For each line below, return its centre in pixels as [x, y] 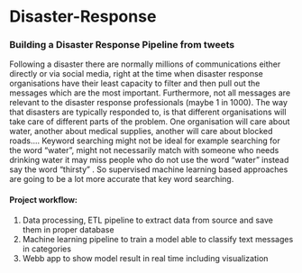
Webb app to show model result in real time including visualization [145, 258]
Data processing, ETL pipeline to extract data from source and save [147, 220]
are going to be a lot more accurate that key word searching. [122, 179]
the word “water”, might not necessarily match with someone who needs [144, 150]
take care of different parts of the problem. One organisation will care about [150, 122]
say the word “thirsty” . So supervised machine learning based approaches [149, 169]
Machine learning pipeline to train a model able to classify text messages [158, 239]
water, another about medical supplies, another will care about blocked [141, 132]
